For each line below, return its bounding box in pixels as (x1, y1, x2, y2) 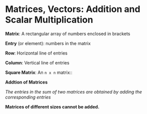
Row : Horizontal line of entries (5, 50, 67, 56)
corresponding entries (5, 94, 51, 100)
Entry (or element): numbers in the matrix (5, 40, 91, 46)
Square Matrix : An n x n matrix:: (5, 69, 72, 75)
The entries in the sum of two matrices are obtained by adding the (5, 88, 142, 94)
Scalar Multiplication (5, 14, 93, 25)
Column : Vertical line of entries (5, 59, 69, 65)
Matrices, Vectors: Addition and (5, 3, 140, 15)
